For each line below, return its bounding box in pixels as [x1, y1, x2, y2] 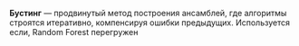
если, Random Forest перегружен [9, 27, 139, 37]
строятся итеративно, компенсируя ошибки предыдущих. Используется [9, 17, 291, 28]
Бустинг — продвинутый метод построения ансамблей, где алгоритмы [9, 8, 287, 18]
